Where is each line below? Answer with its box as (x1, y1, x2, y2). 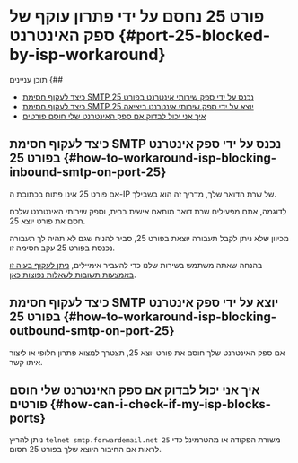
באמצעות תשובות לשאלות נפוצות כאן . (9, 269, 136, 280)
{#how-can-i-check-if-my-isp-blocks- (49, 397, 271, 412)
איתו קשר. (9, 356, 43, 367)
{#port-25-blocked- (118, 25, 271, 46)
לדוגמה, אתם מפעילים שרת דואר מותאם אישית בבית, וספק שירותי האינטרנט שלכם (9, 205, 287, 216)
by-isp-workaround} (9, 45, 166, 65)
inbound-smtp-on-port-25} (9, 164, 167, 180)
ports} (9, 410, 47, 425)
